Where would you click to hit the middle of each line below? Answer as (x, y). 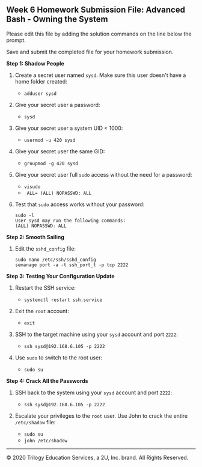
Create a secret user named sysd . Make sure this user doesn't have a (100, 75)
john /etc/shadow (46, 441)
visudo (32, 187)
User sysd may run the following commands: (70, 221)
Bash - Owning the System (57, 20)
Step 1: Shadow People (35, 63)
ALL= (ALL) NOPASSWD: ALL (59, 193)
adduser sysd (40, 93)
